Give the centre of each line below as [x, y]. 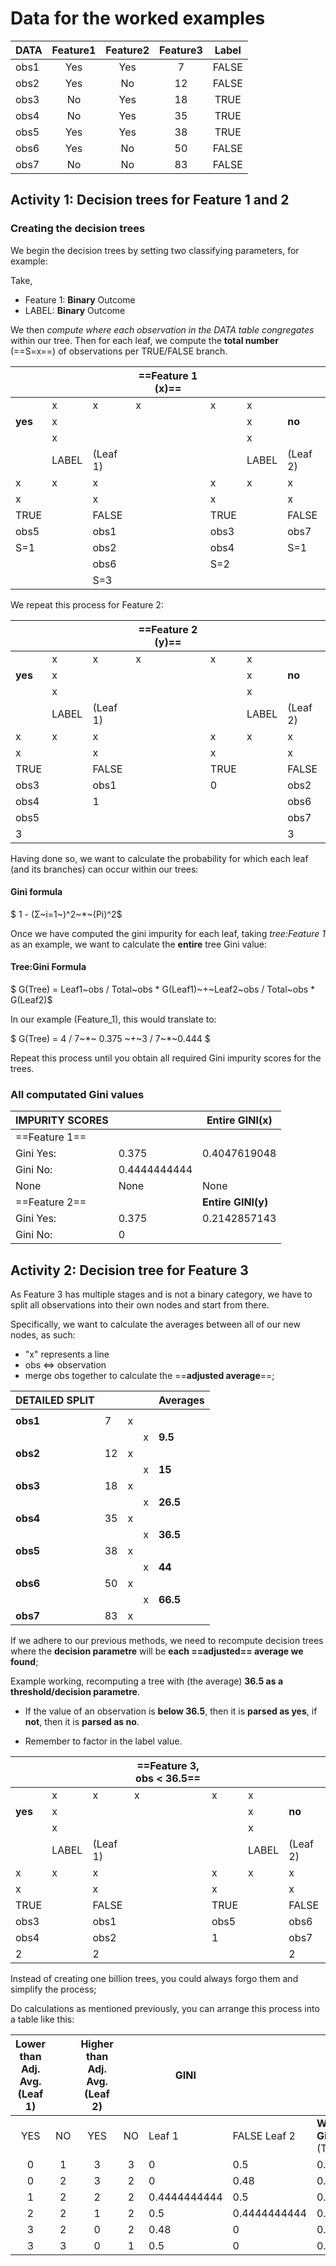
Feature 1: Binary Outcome [80, 299]
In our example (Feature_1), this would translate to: [113, 1019]
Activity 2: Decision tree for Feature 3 [129, 1270]
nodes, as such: [43, 1335]
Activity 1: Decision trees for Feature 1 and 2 [150, 200]
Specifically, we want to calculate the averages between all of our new [155, 1324]
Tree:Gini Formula [48, 967]
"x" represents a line [67, 1354]
